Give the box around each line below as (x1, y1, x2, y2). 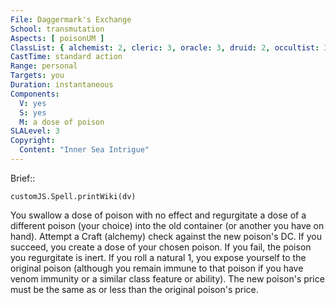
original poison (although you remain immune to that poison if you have (10, 262, 304, 274)
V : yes (19, 98, 47, 108)
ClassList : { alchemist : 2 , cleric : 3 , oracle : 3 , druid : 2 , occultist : (10, 42, 320, 53)
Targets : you (10, 71, 65, 81)
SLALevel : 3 (10, 126, 60, 136)
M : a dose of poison (19, 117, 105, 127)
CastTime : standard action (10, 52, 123, 62)
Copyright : (10, 136, 56, 146)
